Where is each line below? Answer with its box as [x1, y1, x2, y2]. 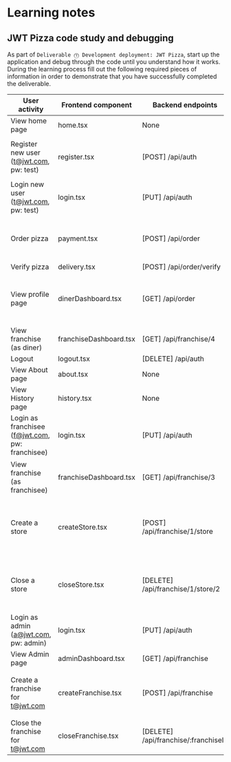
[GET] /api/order [142, 294, 196, 303]
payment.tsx [58, 234, 98, 243]
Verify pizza [10, 262, 49, 271]
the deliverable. [7, 80, 52, 87]
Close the [10, 718, 42, 728]
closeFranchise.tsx [58, 731, 119, 740]
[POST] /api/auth [142, 153, 197, 161]
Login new [10, 180, 45, 189]
